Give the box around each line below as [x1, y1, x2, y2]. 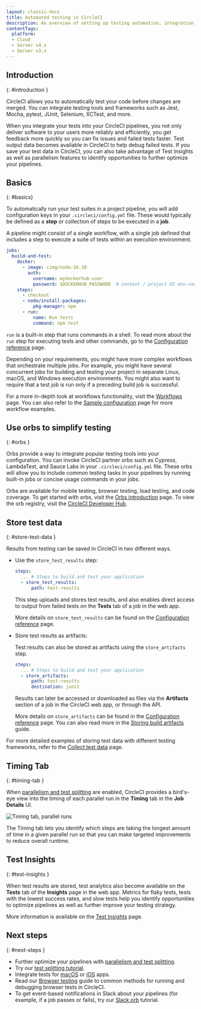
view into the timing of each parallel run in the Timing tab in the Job [16, 795, 184, 802]
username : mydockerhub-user [32, 276, 103, 282]
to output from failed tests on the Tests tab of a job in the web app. [14, 602, 181, 609]
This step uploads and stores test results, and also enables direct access [14, 595, 194, 603]
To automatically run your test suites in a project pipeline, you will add [6, 205, 178, 212]
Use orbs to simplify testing [6, 423, 112, 433]
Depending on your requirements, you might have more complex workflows [6, 355, 193, 363]
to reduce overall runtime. [6, 837, 70, 844]
